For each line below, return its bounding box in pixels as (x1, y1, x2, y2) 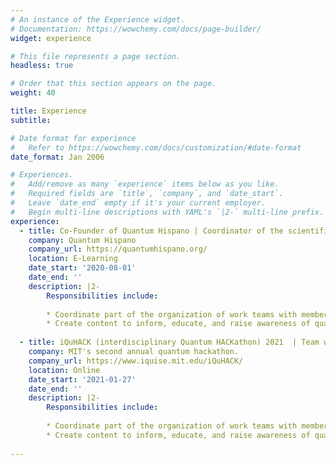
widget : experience (10, 33, 92, 43)
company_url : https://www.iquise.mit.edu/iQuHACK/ (28, 356, 244, 366)
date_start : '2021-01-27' (28, 374, 137, 385)
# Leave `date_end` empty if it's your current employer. (10, 198, 267, 208)
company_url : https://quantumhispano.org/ (28, 244, 208, 255)
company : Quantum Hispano (28, 235, 137, 245)
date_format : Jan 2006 (10, 152, 105, 162)
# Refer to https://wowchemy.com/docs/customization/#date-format (10, 142, 302, 153)
